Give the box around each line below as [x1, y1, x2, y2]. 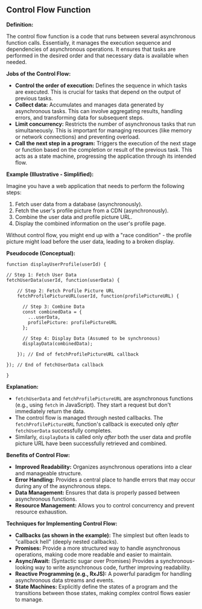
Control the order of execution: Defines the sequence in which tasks [14, 82, 188, 89]
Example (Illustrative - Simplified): [6, 171, 94, 178]
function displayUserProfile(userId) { [6, 261, 107, 267]
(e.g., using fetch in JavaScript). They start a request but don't [14, 401, 171, 408]
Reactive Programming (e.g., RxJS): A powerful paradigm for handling [14, 570, 192, 577]
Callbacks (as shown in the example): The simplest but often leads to [14, 532, 190, 539]
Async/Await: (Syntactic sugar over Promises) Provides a [14, 557, 159, 564]
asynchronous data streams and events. [14, 576, 115, 584]
